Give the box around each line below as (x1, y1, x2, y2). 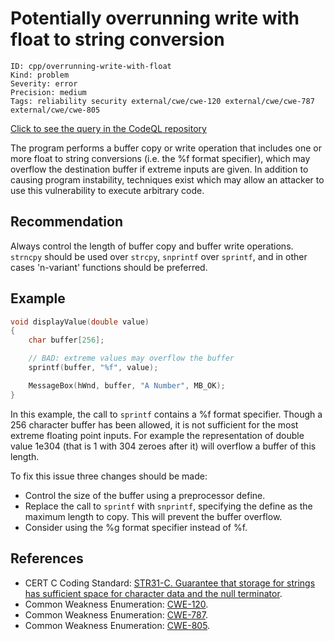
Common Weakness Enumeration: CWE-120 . (24, 598, 209, 610)
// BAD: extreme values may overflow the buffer (28, 353, 235, 364)
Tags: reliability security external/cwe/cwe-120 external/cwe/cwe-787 (10, 96, 315, 106)
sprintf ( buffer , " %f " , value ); (28, 363, 159, 373)
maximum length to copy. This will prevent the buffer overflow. (24, 510, 283, 522)
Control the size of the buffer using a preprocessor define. (24, 489, 266, 501)
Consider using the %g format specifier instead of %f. (24, 521, 248, 533)
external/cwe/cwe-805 (10, 105, 101, 115)
